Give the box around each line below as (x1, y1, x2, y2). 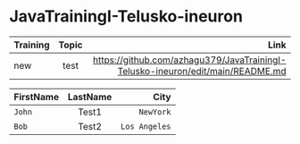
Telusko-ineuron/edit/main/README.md (117, 64, 287, 77)
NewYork (138, 106, 171, 117)
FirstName (13, 90, 60, 103)
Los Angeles (120, 121, 171, 131)
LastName (67, 90, 112, 103)
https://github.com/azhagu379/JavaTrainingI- (92, 54, 287, 66)
